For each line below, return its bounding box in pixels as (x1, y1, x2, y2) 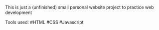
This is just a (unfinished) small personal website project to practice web (5, 4, 154, 10)
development (5, 9, 32, 15)
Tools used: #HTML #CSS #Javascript (5, 19, 84, 25)
